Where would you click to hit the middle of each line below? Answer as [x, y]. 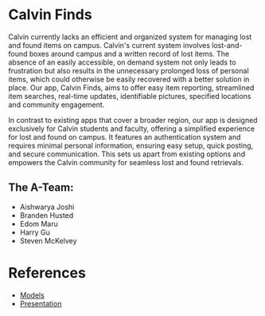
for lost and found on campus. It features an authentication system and [125, 136]
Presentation [41, 303]
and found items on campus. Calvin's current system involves [109, 45]
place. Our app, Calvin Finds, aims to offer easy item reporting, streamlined [131, 87]
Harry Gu [35, 232]
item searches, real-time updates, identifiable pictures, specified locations [130, 96]
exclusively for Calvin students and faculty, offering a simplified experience [132, 128]
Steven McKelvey [48, 240]
